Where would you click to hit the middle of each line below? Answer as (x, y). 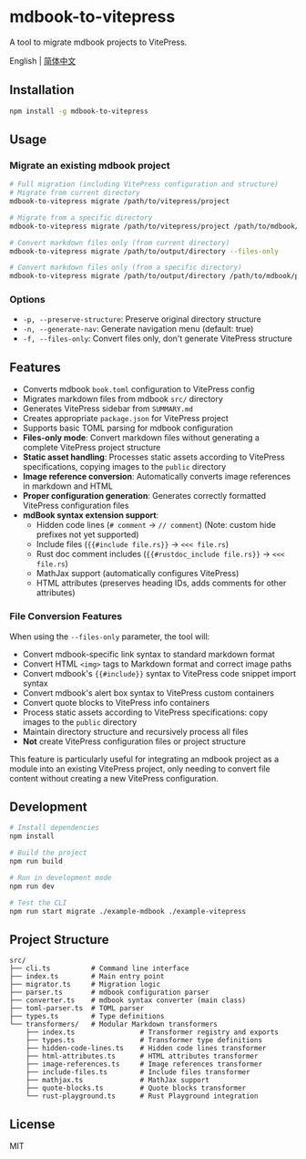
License (32, 1124)
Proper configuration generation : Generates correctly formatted (144, 496)
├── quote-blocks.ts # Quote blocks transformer (136, 1088)
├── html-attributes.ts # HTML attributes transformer (142, 1056)
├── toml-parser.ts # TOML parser (77, 1009)
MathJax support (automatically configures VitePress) (138, 574)
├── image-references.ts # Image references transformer (144, 1064)
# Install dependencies (55, 828)
